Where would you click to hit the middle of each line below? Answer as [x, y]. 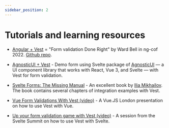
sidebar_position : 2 [27, 10]
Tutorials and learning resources [75, 35]
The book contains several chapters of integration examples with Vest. [86, 90]
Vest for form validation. [37, 75]
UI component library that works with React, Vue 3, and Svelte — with [85, 70]
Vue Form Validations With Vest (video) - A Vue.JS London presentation [88, 100]
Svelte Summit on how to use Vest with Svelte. [61, 121]
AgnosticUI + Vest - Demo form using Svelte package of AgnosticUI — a [88, 65]
